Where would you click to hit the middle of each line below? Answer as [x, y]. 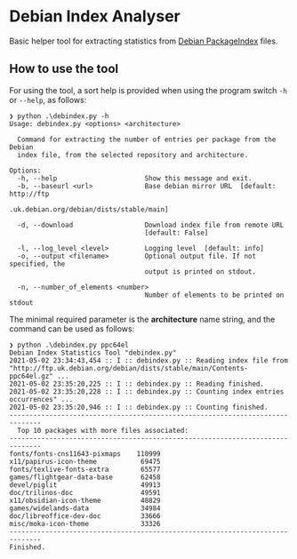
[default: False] [177, 233]
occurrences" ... [41, 399]
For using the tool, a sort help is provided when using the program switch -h [148, 90]
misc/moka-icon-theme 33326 [85, 523]
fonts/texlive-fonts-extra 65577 [85, 469]
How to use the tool [64, 69]
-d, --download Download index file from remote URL [151, 225]
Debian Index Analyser [95, 16]
